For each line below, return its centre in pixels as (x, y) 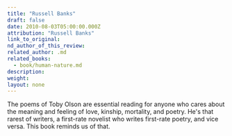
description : (26, 71)
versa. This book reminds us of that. (59, 126)
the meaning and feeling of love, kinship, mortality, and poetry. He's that (110, 112)
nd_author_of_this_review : (46, 46)
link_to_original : (34, 40)
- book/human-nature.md (48, 65)
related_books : (29, 59)
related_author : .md (37, 53)
